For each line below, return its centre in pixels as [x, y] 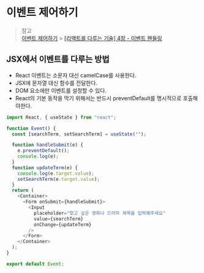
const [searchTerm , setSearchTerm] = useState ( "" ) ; [79, 134]
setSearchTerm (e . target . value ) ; [59, 179]
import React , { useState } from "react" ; [61, 117]
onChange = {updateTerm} [62, 224]
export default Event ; [35, 264]
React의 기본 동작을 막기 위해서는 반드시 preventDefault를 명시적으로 [98, 98]
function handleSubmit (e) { [48, 145]
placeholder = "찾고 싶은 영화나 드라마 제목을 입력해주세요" [100, 213]
